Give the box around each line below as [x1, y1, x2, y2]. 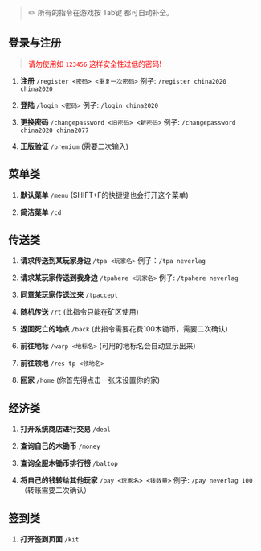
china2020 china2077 [19, 126, 89, 134]
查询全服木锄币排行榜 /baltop [19, 458, 118, 468]
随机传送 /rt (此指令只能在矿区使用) [19, 307, 139, 317]
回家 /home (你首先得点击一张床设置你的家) [19, 376, 161, 385]
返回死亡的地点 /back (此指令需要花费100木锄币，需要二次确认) [19, 324, 229, 334]
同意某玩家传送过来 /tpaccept [19, 290, 119, 300]
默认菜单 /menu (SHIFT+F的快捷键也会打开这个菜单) [19, 190, 189, 199]
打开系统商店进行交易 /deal [19, 424, 111, 434]
